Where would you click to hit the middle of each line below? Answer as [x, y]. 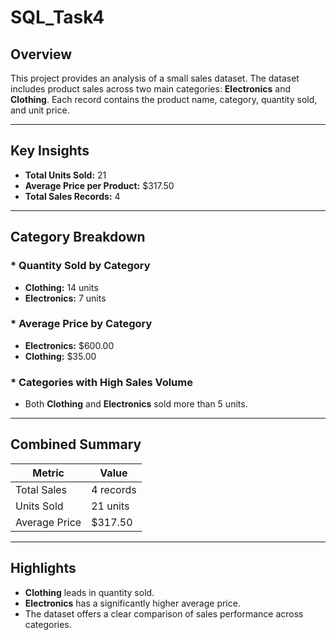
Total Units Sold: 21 [65, 175]
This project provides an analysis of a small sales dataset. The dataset [155, 78]
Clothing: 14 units [61, 287]
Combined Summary [76, 444]
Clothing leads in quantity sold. [89, 592]
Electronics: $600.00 [69, 345]
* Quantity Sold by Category [80, 266]
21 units [110, 506]
